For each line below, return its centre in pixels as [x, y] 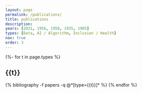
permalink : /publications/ [34, 15]
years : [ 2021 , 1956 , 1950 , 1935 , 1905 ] [47, 29]
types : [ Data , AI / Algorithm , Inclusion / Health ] [61, 33]
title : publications [27, 19]
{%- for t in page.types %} [33, 57]
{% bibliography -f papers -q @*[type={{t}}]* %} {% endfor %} [71, 85]
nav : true [16, 38]
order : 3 [14, 43]
